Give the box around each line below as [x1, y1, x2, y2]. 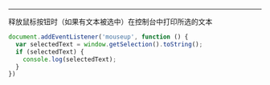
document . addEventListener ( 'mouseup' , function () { [8, 33, 189, 41]
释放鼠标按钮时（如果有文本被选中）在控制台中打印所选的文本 [8, 17, 213, 26]
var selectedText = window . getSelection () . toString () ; [15, 40, 203, 48]
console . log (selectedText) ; [22, 55, 117, 63]
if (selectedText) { [15, 47, 84, 56]
